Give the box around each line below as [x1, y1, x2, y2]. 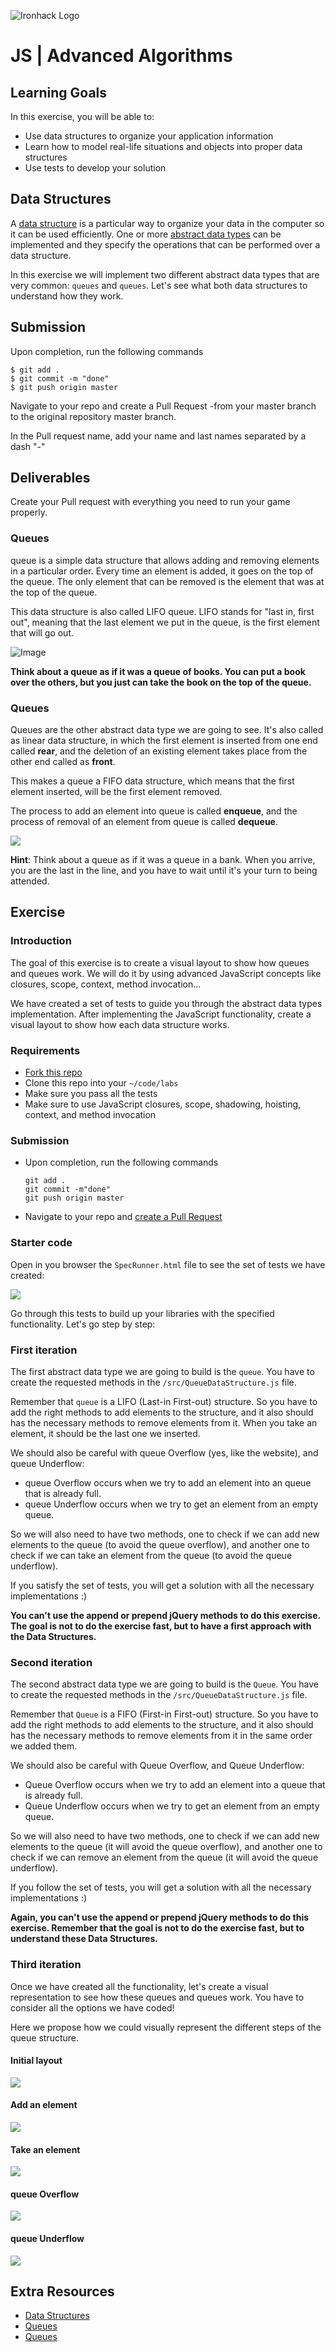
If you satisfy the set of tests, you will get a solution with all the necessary [10, 1579, 315, 1591]
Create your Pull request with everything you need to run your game [10, 496, 291, 508]
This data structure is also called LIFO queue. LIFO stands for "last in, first [10, 605, 315, 617]
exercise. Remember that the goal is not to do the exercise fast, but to [10, 1922, 305, 1934]
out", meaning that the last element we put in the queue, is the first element [10, 616, 320, 628]
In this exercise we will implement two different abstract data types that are [10, 268, 320, 280]
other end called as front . [10, 756, 116, 768]
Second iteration [10, 1655, 93, 1669]
